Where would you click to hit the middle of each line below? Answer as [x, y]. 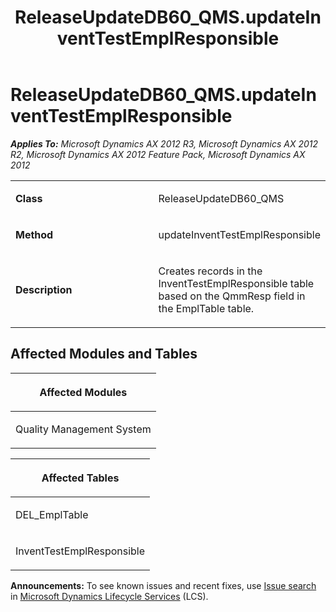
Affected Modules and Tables [104, 354]
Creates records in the [210, 271]
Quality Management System [83, 429]
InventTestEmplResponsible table [236, 283]
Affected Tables [80, 478]
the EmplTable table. [206, 308]
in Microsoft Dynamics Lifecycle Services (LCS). [109, 596]
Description [44, 289]
